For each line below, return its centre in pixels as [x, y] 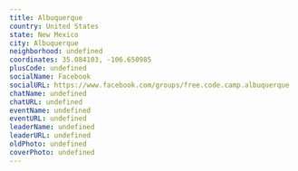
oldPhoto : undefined [48, 144]
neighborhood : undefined [56, 52]
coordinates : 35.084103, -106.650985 [81, 60]
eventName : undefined [50, 110]
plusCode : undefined [48, 69]
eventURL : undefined [48, 119]
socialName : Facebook [50, 77]
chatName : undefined [48, 93]
